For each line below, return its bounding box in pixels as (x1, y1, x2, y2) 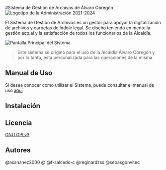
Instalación (5, 102, 41, 110)
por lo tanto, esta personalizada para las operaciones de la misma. (17, 55, 154, 60)
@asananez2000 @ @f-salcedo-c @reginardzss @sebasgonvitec (5, 159, 140, 165)
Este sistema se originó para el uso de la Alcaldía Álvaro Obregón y (17, 50, 155, 55)
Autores (5, 146, 31, 155)
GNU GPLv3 (5, 132, 30, 138)
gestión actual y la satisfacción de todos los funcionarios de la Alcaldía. (5, 30, 152, 36)
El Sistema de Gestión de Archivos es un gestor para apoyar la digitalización (5, 20, 162, 25)
